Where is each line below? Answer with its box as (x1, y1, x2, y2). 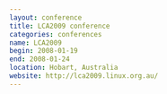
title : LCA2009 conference (9, 21, 110, 30)
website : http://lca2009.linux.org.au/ (9, 72, 159, 81)
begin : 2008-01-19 (9, 47, 78, 56)
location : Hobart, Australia (9, 64, 119, 73)
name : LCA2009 (9, 38, 63, 47)
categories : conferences (9, 30, 102, 38)
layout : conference (9, 13, 83, 22)
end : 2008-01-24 (9, 55, 70, 64)
